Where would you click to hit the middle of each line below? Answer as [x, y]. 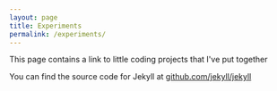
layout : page [34, 17]
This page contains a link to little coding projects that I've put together [138, 60]
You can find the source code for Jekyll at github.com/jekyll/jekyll [130, 77]
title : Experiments [46, 26]
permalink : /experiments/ [57, 34]
